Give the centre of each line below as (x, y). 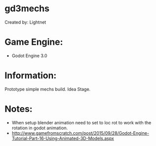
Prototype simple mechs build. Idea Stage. (47, 89)
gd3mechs (27, 9)
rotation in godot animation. (40, 128)
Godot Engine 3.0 (29, 56)
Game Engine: (34, 42)
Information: (31, 75)
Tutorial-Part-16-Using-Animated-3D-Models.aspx (63, 138)
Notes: (19, 109)
